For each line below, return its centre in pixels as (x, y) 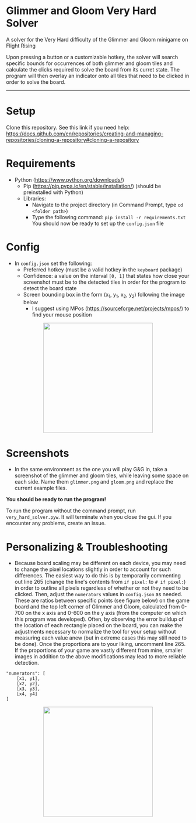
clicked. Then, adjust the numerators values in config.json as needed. (98, 594)
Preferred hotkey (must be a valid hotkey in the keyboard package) (103, 269)
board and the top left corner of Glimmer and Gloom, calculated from (97, 607)
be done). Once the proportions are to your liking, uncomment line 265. (100, 644)
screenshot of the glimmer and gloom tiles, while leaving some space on (101, 475)
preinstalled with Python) (53, 192)
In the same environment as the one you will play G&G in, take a (91, 470)
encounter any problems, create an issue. (56, 523)
